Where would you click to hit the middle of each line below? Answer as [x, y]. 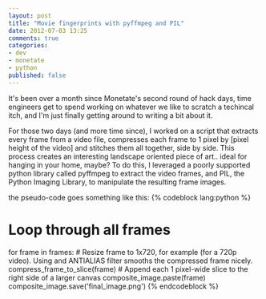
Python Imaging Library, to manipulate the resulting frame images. [117, 182]
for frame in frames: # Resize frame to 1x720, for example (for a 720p [123, 252]
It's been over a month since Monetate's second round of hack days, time [130, 98]
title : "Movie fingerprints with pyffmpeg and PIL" [96, 23]
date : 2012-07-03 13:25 [48, 30]
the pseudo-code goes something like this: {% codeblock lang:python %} [129, 197]
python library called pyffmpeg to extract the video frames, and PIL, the [127, 173]
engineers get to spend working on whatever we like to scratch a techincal [131, 107]
